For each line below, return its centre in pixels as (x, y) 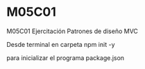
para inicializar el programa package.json (66, 58)
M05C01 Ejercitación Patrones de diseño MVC (72, 31)
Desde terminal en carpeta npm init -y (61, 44)
